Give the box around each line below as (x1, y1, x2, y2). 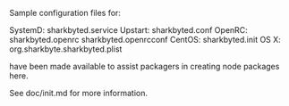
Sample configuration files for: (9, 8, 121, 18)
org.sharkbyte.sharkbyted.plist (9, 44, 123, 54)
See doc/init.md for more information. (9, 88, 148, 98)
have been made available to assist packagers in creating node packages (9, 61, 280, 71)
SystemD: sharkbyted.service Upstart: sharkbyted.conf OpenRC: (9, 25, 248, 35)
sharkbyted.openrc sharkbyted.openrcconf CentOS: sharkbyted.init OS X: (9, 35, 282, 45)
